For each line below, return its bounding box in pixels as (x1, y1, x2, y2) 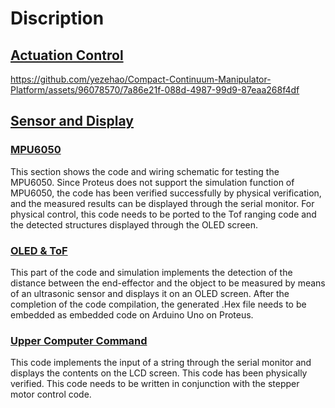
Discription (10, 7, 105, 30)
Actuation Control (10, 47, 124, 64)
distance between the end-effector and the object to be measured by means (10, 277, 326, 289)
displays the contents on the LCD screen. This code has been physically (10, 367, 308, 379)
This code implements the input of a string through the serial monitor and (10, 357, 312, 369)
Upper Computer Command (10, 333, 148, 347)
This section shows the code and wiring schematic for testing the (10, 165, 280, 177)
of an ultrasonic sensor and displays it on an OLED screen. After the (10, 287, 290, 299)
